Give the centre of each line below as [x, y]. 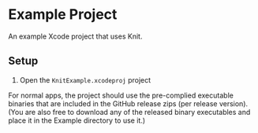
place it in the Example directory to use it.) [77, 120]
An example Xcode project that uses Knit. [75, 36]
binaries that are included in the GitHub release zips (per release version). [128, 103]
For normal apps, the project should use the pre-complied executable [121, 95]
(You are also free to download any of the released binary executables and [129, 112]
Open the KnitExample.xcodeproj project [85, 79]
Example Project [63, 15]
